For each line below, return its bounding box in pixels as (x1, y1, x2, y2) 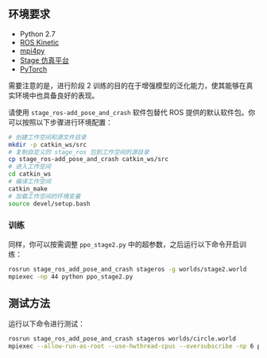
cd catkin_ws (8, 170, 52, 179)
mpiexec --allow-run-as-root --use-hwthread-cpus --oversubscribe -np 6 (8, 342, 254, 351)
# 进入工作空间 (8, 163, 52, 171)
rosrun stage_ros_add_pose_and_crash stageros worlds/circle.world (8, 335, 237, 343)
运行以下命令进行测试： (8, 319, 85, 329)
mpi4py (19, 46, 45, 56)
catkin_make (8, 185, 48, 193)
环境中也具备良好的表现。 (14, 90, 99, 100)
